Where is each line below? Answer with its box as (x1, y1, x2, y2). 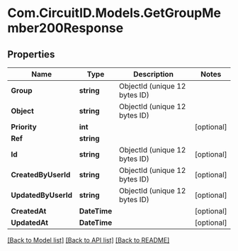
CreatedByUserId (11, 170, 71, 179)
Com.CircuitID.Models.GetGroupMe (7, 5, 222, 21)
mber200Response (7, 20, 124, 36)
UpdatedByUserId (11, 190, 73, 200)
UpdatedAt (11, 218, 48, 228)
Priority (11, 122, 37, 132)
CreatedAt (11, 206, 47, 216)
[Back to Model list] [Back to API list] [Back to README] (7, 236, 170, 244)
